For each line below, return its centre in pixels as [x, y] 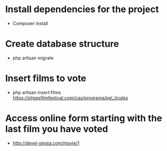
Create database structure [62, 44]
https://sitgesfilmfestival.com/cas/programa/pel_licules [70, 98]
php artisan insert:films [37, 92]
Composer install [30, 23]
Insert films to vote [46, 78]
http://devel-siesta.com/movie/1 [46, 143]
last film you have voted [57, 129]
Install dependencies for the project [82, 9]
